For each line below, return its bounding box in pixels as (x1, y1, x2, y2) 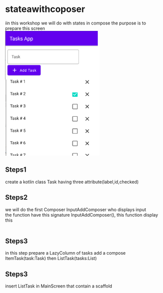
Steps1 (5, 166, 26, 174)
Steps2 (5, 193, 28, 202)
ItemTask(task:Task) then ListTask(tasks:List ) (5, 256, 97, 262)
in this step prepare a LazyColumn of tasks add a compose (5, 250, 126, 256)
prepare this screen (5, 25, 46, 31)
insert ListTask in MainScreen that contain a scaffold (5, 283, 113, 289)
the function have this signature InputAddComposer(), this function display (5, 212, 158, 218)
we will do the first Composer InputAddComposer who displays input (5, 206, 147, 213)
